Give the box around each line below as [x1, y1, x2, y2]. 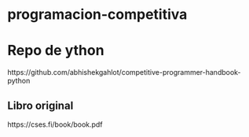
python [7, 76, 31, 86]
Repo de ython [7, 42, 104, 60]
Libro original [7, 98, 74, 112]
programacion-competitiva [7, 6, 188, 24]
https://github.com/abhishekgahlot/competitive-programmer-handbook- [7, 68, 241, 77]
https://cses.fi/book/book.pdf [7, 120, 103, 129]
